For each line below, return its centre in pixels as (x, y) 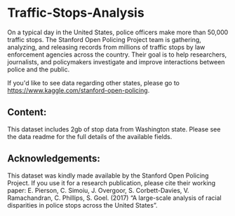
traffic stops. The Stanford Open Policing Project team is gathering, (104, 39)
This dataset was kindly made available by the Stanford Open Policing (108, 175)
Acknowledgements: (54, 159)
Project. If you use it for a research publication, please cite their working (112, 182)
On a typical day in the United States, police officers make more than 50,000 (118, 32)
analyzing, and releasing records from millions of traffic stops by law (106, 47)
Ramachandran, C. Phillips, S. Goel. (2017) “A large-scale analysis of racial (115, 198)
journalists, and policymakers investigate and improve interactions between (116, 62)
